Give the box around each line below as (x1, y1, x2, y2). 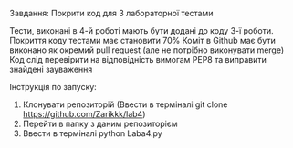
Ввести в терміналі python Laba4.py (22, 128, 162, 139)
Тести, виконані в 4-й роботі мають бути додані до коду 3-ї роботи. (9, 25, 274, 35)
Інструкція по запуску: (9, 82, 98, 92)
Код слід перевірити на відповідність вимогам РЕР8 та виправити (9, 54, 267, 64)
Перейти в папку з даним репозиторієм (22, 118, 178, 129)
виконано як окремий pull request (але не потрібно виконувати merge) (9, 44, 285, 55)
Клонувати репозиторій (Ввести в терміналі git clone (22, 99, 228, 110)
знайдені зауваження (9, 64, 93, 74)
